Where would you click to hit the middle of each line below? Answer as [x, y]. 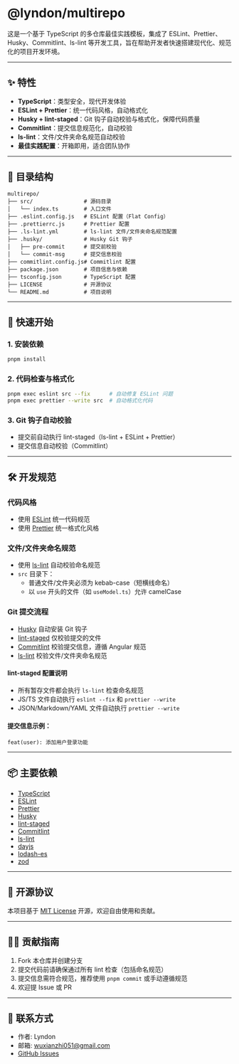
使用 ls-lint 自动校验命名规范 [59, 565]
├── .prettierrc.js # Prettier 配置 [69, 224]
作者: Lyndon [37, 1037]
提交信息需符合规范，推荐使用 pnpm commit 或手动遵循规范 [102, 978]
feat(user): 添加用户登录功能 [48, 743]
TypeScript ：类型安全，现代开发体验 [72, 101]
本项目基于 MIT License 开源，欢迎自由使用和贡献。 [83, 910]
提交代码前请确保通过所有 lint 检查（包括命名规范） [92, 969]
